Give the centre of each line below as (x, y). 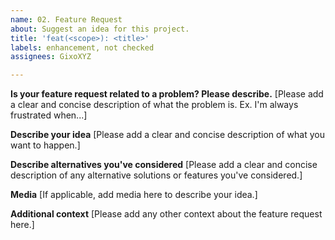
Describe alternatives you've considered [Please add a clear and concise (164, 165)
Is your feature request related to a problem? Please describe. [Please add (167, 94)
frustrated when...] (49, 115)
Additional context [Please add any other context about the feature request (166, 214)
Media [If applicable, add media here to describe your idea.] (134, 195)
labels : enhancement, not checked (82, 47)
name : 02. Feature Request (66, 19)
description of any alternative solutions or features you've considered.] (156, 175)
